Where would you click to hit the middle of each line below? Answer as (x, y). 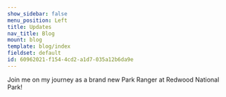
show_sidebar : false (38, 14)
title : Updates (30, 27)
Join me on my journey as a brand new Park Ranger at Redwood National (113, 79)
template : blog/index (39, 46)
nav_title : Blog (31, 33)
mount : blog (25, 40)
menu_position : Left (38, 20)
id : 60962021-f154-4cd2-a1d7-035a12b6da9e (70, 60)
